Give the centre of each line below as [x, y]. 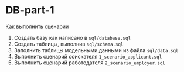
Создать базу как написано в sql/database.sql [72, 37]
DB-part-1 [30, 10]
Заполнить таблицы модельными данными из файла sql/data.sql [96, 50]
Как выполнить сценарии [37, 26]
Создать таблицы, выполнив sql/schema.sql [69, 44]
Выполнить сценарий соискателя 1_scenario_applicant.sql [88, 56]
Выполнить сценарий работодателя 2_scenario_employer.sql [89, 63]
